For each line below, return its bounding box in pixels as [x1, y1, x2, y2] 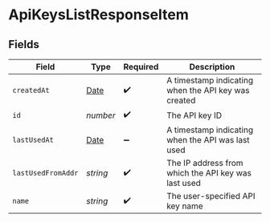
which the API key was [166, 168, 252, 178]
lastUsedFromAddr [12, 168, 79, 177]
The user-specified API [166, 191, 256, 201]
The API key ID [166, 110, 223, 121]
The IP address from [166, 158, 243, 168]
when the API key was [166, 85, 250, 95]
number [85, 110, 116, 121]
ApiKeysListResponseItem [8, 6, 189, 24]
